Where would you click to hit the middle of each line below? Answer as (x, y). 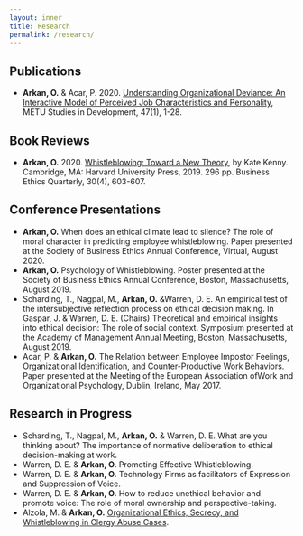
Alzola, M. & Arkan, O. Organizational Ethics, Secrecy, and (130, 512)
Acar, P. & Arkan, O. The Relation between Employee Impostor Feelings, (156, 356)
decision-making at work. (69, 455)
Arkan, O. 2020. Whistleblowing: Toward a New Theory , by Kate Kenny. (155, 162)
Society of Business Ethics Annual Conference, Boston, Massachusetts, (156, 279)
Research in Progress (71, 414)
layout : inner (36, 18)
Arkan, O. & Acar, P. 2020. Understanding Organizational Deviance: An (154, 93)
